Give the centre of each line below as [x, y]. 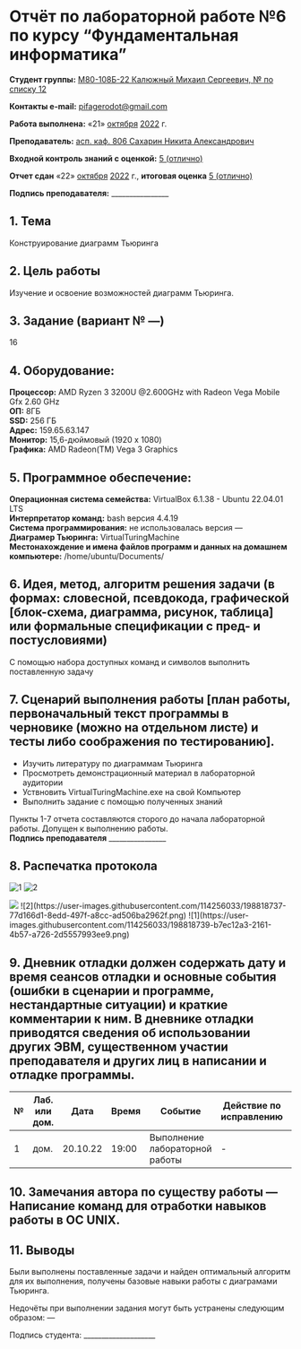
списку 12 [28, 89]
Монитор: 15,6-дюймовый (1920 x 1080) [86, 440]
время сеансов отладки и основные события [143, 977]
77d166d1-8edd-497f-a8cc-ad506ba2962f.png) [98, 915]
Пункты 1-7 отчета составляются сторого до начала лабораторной [138, 818]
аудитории [43, 783]
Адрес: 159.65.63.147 [49, 430]
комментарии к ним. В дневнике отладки [132, 1019]
